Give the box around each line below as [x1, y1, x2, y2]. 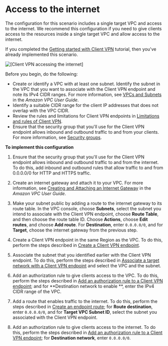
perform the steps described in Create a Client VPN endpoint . [12, 242, 140, 248]
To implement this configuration [5, 144, 74, 150]
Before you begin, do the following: [5, 71, 78, 77]
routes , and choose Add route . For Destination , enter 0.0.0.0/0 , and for [12, 221, 163, 227]
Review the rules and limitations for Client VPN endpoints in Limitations [12, 112, 159, 119]
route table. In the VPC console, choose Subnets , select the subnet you [12, 205, 161, 211]
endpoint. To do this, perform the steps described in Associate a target [12, 257, 159, 263]
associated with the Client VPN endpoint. [12, 314, 98, 320]
